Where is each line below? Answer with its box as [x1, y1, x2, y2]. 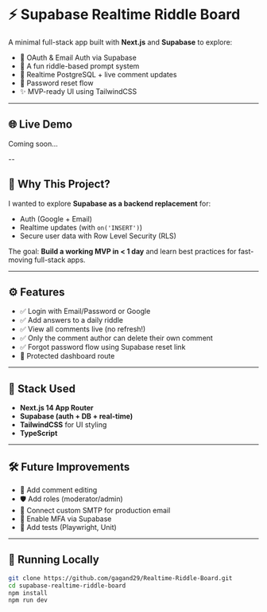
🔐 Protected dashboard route [19, 351, 115, 361]
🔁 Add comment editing [19, 485, 98, 494]
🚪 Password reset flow [19, 78, 94, 88]
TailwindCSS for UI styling [19, 420, 107, 430]
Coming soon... [8, 139, 58, 148]
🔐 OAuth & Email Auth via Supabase [19, 53, 137, 62]
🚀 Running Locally [8, 553, 99, 567]
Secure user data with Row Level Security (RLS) [19, 231, 177, 241]
